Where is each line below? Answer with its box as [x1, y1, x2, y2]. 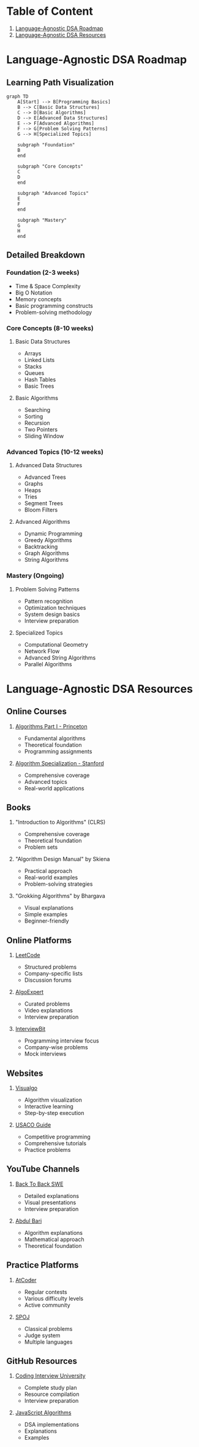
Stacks [24, 363, 42, 370]
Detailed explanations [24, 1192, 80, 1199]
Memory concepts [15, 295, 62, 302]
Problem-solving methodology [15, 309, 92, 316]
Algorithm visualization [24, 1096, 83, 1103]
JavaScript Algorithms [15, 1409, 72, 1416]
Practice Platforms [6, 1260, 79, 1271]
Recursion [24, 419, 50, 427]
